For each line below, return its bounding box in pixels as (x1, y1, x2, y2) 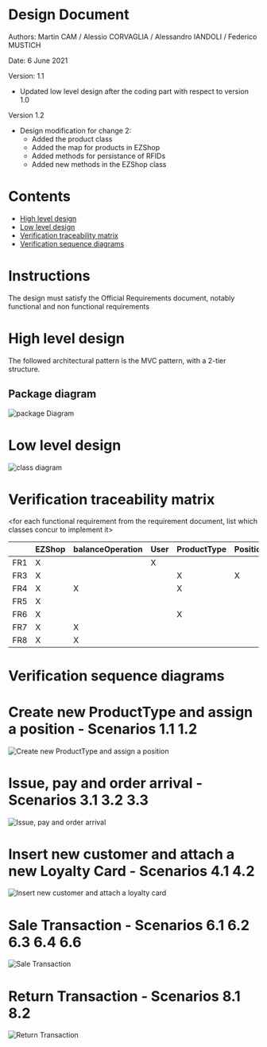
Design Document (8, 6, 130, 24)
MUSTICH (8, 40, 41, 49)
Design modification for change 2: (19, 126, 132, 135)
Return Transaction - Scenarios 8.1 (8, 987, 241, 1005)
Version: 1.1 (8, 71, 45, 80)
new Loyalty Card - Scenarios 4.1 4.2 (8, 862, 255, 880)
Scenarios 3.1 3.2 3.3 (8, 791, 149, 809)
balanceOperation (72, 544, 143, 555)
